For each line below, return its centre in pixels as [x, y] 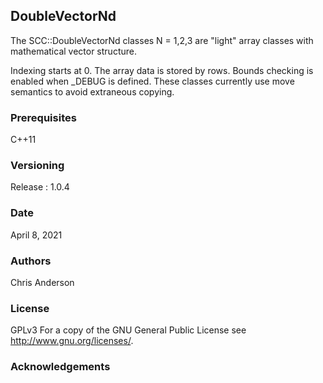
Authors [31, 261]
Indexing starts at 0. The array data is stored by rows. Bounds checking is [162, 70]
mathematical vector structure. [73, 51]
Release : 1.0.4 [40, 187]
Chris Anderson [42, 282]
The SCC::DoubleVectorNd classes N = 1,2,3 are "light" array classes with [162, 40]
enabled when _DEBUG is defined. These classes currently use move [152, 81]
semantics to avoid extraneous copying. [92, 91]
